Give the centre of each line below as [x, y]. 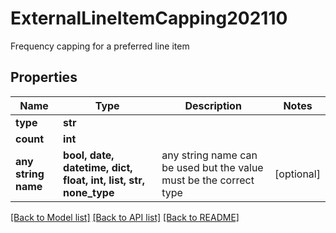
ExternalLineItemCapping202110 [149, 18]
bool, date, [89, 155]
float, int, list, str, [104, 180]
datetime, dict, [98, 167]
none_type [89, 192]
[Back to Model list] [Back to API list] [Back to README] [125, 217]
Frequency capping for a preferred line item [100, 46]
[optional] [297, 174]
